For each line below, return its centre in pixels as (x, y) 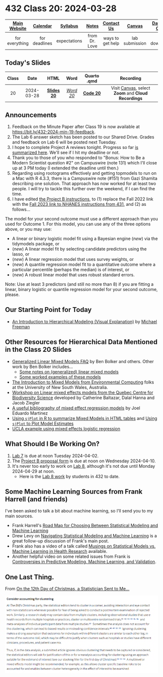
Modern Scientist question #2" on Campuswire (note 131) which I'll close (84, 163)
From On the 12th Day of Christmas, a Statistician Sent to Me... (67, 589)
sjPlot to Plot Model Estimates (43, 423)
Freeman (21, 327)
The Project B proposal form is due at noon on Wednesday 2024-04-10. (84, 461)
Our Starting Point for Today (49, 310)
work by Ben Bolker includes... (42, 366)
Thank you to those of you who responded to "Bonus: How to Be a (78, 158)
